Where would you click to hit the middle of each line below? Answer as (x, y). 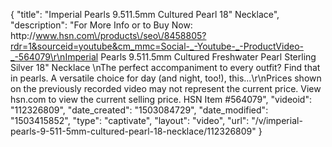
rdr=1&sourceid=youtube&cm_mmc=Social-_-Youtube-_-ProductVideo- (157, 46)
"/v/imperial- (277, 120)
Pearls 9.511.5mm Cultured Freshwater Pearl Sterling (208, 57)
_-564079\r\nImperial (54, 57)
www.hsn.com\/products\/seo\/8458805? (121, 35)
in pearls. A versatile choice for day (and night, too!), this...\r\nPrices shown (166, 78)
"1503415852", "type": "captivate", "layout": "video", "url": (130, 120)
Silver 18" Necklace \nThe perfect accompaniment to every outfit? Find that (165, 67)
